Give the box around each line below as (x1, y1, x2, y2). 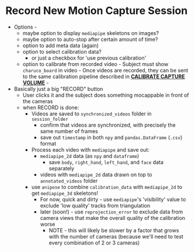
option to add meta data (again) (22, 42, 99, 49)
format (40, 140, 57, 147)
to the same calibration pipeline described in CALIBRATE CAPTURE (22, 73, 185, 80)
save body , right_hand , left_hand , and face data (48, 159, 164, 166)
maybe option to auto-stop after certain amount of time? (22, 36, 158, 43)
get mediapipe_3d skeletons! (31, 190, 99, 197)
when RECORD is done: (22, 104, 79, 111)
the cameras (22, 97, 53, 104)
